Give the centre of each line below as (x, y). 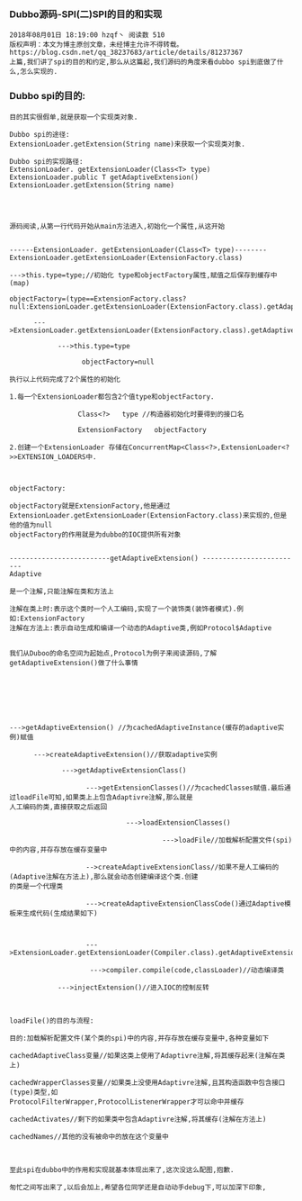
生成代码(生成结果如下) (60, 913)
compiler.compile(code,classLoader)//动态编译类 (195, 970)
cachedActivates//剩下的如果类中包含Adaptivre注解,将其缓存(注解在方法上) (138, 1119)
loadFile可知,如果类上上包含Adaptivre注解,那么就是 (104, 797)
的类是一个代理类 (36, 886)
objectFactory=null (118, 362)
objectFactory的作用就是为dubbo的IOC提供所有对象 (95, 534)
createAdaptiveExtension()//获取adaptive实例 (133, 754)
